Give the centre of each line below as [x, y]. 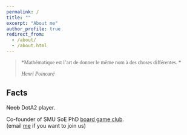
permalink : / [23, 12]
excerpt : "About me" [32, 23]
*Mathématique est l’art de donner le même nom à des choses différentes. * [101, 62]
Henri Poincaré [38, 74]
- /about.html [29, 46]
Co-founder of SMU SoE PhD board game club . [65, 119]
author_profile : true [34, 29]
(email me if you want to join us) [46, 125]
